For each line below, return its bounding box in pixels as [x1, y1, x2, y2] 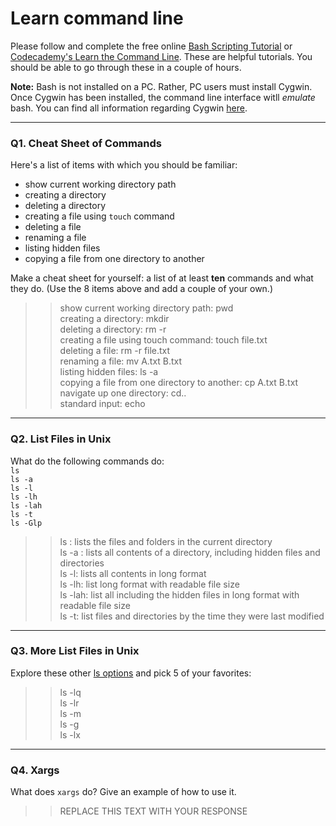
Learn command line [10, 7, 184, 30]
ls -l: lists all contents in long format [59, 567, 207, 579]
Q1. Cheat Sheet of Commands [10, 136, 162, 150]
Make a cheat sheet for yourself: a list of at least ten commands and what [10, 272, 314, 284]
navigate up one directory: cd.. [59, 387, 187, 399]
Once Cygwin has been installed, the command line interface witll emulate [10, 91, 316, 103]
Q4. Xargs [10, 763, 60, 777]
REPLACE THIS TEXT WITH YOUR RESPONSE [59, 805, 248, 817]
